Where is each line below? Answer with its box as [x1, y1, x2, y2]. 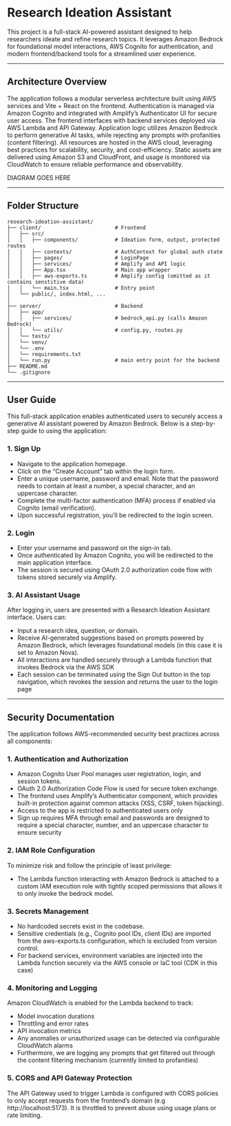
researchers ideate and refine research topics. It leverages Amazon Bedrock [7, 34, 223, 43]
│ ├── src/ [7, 230, 45, 237]
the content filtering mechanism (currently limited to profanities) [16, 1056, 199, 1065]
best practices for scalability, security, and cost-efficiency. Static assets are [7, 145, 222, 154]
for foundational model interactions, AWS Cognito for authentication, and [7, 42, 213, 50]
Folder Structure [7, 200, 79, 211]
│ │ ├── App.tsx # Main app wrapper [7, 267, 170, 273]
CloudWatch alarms [16, 1041, 74, 1050]
